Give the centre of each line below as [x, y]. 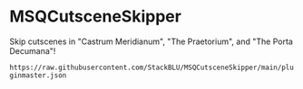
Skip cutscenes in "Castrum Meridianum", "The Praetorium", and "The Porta [151, 41]
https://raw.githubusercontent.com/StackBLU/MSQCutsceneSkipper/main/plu [152, 67]
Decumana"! [33, 50]
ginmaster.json [38, 75]
